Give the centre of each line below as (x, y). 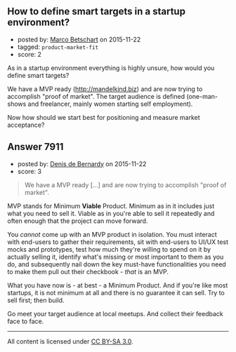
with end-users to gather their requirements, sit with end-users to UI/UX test (118, 242)
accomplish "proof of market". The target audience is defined (96, 96)
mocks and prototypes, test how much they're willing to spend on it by (109, 249)
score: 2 (29, 54)
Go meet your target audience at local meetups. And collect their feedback (115, 313)
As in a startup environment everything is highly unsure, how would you (111, 68)
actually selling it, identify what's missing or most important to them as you (116, 257)
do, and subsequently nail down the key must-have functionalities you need (117, 264)
